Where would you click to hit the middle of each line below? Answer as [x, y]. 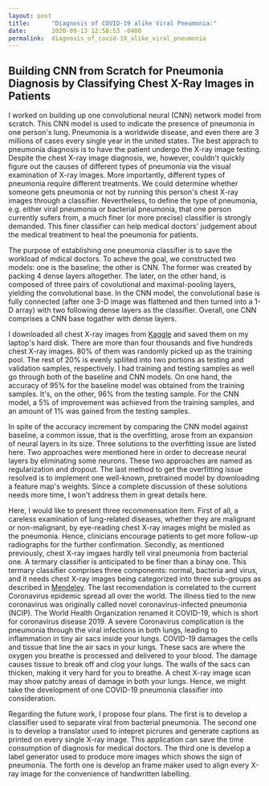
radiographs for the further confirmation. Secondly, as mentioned [116, 545]
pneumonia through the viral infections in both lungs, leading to [113, 630]
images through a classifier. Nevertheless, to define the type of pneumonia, [133, 201]
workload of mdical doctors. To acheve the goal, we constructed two [122, 259]
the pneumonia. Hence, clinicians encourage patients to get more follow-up [133, 536]
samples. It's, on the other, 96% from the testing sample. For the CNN [124, 394]
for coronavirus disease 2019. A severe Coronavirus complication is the [126, 622]
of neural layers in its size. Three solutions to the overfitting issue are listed [132, 444]
